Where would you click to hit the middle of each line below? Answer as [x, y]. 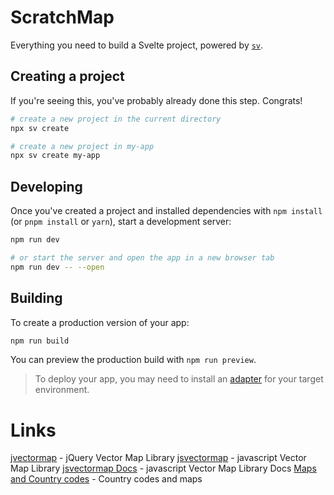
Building [36, 298]
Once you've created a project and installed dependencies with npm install [166, 211]
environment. [62, 390]
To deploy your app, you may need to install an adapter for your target [179, 379]
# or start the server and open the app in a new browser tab [142, 257]
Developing [46, 186]
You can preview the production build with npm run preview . [133, 360]
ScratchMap [62, 17]
